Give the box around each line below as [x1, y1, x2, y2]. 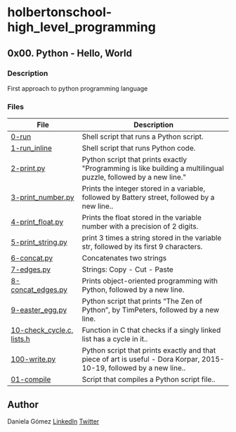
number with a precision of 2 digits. [81, 222, 199, 231]
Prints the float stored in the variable [81, 212, 202, 222]
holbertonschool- [7, 4, 112, 20]
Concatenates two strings [81, 253, 167, 263]
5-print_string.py [11, 237, 68, 247]
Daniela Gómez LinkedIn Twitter [7, 417, 100, 426]
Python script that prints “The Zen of [81, 296, 202, 306]
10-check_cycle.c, [11, 325, 74, 335]
